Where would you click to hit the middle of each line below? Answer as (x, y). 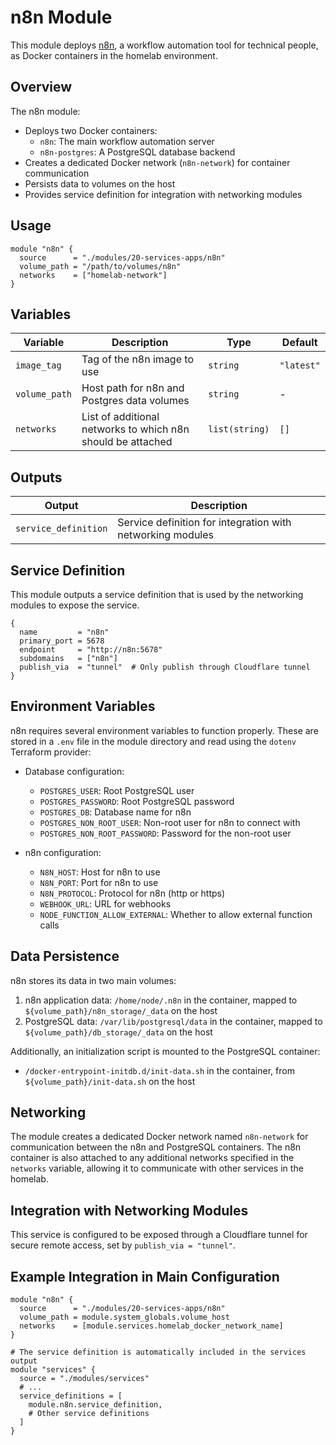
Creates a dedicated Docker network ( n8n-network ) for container (157, 162)
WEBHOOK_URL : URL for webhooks (105, 903)
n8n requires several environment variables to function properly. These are (164, 730)
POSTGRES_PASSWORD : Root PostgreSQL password (137, 801)
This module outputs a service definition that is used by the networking (157, 594)
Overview (41, 87)
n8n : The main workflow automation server (127, 141)
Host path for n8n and (133, 388)
